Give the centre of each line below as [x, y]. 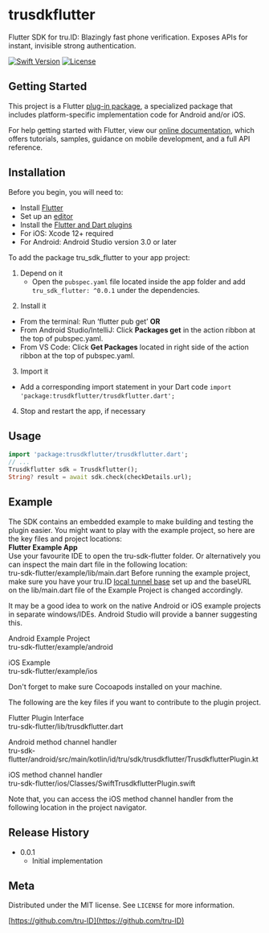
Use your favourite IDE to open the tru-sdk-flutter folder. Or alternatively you [134, 555]
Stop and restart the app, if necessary [83, 411]
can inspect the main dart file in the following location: [98, 564]
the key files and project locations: [65, 539]
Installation [37, 173]
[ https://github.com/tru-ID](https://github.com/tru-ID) [96, 921]
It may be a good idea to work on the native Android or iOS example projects [134, 605]
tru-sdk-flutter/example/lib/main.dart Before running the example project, [129, 572]
